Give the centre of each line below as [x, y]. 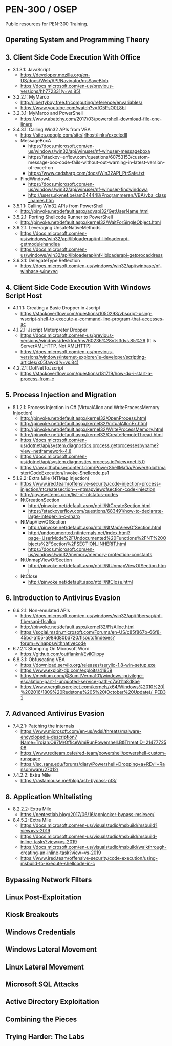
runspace [30, 759]
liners [26, 124]
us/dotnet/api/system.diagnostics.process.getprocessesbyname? [89, 445]
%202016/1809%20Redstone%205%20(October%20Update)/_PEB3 [93, 692]
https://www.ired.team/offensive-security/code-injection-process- [91, 483]
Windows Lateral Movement [51, 950]
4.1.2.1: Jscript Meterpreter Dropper [50, 330]
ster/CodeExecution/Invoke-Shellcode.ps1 [64, 473]
